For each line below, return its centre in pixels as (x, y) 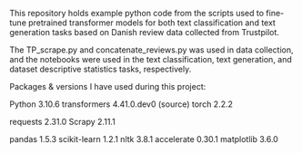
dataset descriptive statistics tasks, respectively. (101, 69)
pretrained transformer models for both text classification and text (152, 23)
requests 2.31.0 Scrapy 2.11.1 (62, 122)
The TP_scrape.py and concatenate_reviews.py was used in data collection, (151, 50)
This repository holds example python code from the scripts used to (137, 13)
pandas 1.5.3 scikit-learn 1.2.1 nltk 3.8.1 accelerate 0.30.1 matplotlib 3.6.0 (144, 139)
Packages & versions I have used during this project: (108, 86)
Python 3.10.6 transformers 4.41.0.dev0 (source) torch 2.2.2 (121, 104)
